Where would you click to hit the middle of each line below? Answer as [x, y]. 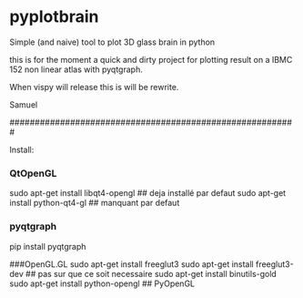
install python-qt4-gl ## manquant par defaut [95, 203]
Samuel [24, 104]
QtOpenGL [33, 173]
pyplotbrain [54, 17]
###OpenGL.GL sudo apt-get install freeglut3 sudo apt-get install [132, 264]
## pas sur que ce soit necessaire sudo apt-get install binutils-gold [151, 273]
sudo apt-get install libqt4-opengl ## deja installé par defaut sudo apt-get [148, 193]
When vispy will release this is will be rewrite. [94, 87]
